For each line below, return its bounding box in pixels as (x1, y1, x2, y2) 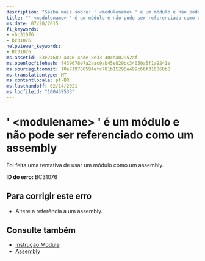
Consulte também (6, 225, 76, 236)
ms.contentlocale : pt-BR (6, 77, 70, 83)
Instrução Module (15, 241, 60, 249)
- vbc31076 (6, 32, 34, 38)
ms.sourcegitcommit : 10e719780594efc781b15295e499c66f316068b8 (6, 66, 171, 72)
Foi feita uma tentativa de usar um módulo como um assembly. (6, 161, 164, 168)
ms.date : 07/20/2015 (6, 20, 59, 26)
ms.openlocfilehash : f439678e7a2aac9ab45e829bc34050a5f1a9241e (6, 60, 171, 66)
